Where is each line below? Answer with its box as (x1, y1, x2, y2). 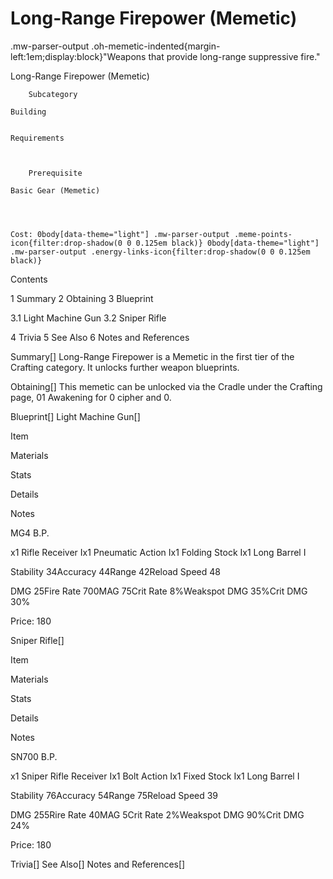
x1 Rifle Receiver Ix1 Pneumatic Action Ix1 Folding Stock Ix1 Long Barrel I (10, 546, 307, 558)
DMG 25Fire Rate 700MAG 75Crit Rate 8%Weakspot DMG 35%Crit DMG (10, 585, 308, 597)
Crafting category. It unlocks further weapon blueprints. (10, 361, 240, 373)
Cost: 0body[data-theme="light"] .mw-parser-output (10, 229, 230, 239)
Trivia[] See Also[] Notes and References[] (10, 858, 186, 870)
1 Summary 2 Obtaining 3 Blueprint (10, 292, 154, 304)
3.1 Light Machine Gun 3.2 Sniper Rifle (10, 312, 167, 324)
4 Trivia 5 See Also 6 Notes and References (10, 331, 190, 343)
